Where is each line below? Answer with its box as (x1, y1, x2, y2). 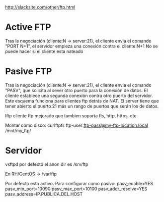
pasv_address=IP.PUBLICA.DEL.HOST (5, 191, 83, 197)
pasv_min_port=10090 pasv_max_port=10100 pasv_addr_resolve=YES (5, 186, 148, 192)
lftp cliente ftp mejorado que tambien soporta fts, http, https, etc (5, 112, 137, 118)
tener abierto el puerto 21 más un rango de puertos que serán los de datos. (5, 103, 159, 109)
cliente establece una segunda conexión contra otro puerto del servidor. (5, 93, 153, 99)
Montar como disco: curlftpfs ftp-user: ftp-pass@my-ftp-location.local (5, 122, 148, 128)
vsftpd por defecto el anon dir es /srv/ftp (5, 161, 88, 167)
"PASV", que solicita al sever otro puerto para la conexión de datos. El (5, 87, 148, 93)
